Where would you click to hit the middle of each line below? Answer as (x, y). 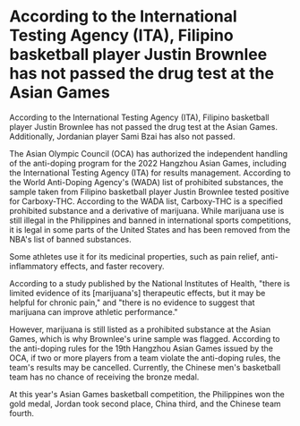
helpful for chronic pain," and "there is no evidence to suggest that (132, 302)
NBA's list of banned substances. (70, 239)
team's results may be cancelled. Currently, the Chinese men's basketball (145, 367)
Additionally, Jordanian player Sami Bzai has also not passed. (122, 136)
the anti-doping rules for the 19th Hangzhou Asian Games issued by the (141, 348)
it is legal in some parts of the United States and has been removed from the (150, 229)
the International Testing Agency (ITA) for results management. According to (150, 173)
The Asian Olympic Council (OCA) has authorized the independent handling (149, 153)
